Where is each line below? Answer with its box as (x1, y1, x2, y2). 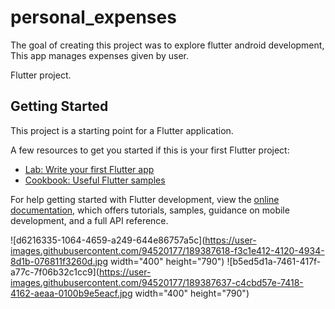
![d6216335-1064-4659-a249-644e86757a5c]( (10, 234, 206, 246)
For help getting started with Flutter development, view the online (10, 193, 280, 205)
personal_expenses (10, 6, 177, 29)
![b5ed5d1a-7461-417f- (226, 255, 322, 267)
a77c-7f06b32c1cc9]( (10, 266, 100, 278)
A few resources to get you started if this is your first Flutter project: (10, 144, 290, 156)
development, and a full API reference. (10, 214, 169, 226)
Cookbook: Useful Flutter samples (24, 174, 166, 186)
